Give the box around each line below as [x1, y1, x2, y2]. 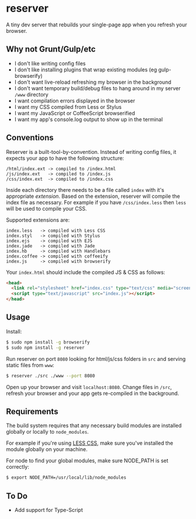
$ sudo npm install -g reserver [6, 345, 85, 350]
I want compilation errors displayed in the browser [14, 97, 135, 104]
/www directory [14, 91, 48, 98]
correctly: [6, 463, 30, 470]
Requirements [6, 406, 58, 417]
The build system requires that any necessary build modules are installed [6, 422, 182, 429]
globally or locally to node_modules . [6, 428, 89, 435]
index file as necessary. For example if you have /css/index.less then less [6, 198, 187, 206]
